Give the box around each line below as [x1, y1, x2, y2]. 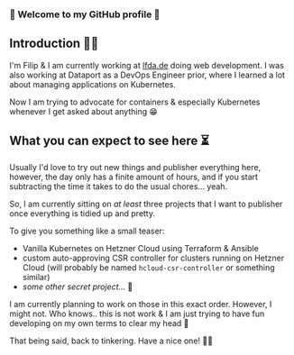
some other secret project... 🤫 [22, 281, 133, 292]
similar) [22, 271, 51, 282]
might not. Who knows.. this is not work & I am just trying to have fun [9, 308, 265, 319]
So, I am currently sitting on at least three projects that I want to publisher [9, 198, 283, 209]
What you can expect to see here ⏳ [9, 133, 210, 149]
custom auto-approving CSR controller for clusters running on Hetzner [22, 252, 285, 263]
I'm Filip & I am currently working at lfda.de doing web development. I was [9, 59, 284, 70]
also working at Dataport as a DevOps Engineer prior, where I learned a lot [9, 69, 286, 80]
